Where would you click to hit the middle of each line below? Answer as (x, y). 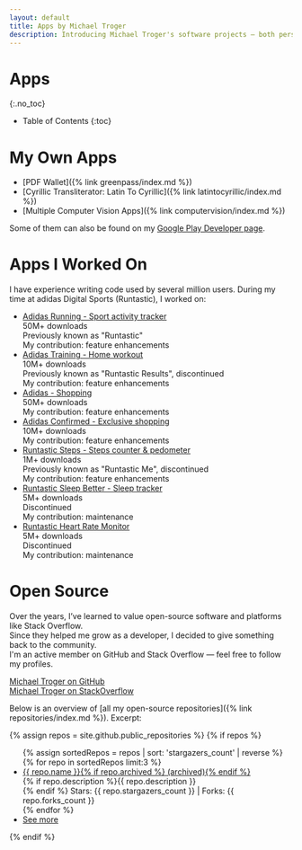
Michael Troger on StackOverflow (72, 691)
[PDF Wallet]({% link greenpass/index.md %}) (107, 182)
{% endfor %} (48, 810)
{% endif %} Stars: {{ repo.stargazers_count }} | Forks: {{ (128, 791)
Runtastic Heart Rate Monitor (76, 527)
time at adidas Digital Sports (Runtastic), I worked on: (108, 299)
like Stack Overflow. (46, 626)
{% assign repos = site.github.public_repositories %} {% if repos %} (136, 735)
